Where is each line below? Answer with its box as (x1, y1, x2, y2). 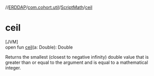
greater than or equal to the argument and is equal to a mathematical (5, 59, 148, 65)
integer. (5, 64, 21, 70)
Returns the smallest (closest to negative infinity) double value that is (5, 54, 149, 60)
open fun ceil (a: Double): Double (5, 44, 73, 50)
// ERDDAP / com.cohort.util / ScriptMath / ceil (5, 5, 92, 10)
